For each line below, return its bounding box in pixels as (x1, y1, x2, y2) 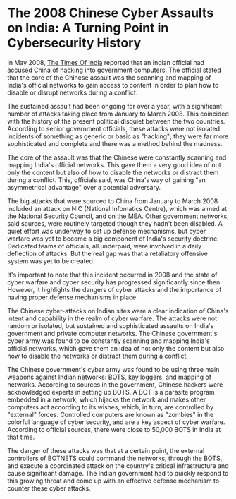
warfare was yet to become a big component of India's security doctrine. (7, 234, 220, 243)
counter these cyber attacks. (7, 483, 91, 492)
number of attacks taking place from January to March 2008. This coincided (7, 109, 229, 118)
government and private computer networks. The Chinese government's (7, 329, 218, 337)
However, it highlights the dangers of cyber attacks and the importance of (7, 285, 222, 294)
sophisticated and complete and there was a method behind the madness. (7, 139, 223, 148)
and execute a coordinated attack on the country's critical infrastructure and (7, 461, 229, 470)
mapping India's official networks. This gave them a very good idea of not (7, 160, 222, 169)
